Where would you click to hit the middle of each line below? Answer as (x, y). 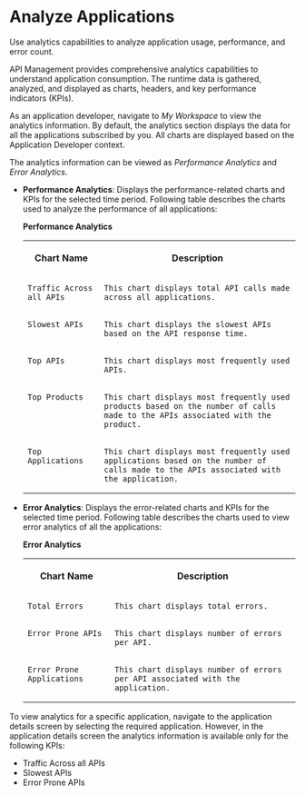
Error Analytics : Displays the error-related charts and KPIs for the (146, 507)
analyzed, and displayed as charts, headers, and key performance (133, 88)
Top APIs (46, 360)
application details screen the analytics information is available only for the (149, 735)
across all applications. (160, 297)
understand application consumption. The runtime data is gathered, (135, 78)
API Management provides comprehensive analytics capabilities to (134, 69)
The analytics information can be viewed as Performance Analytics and (143, 162)
